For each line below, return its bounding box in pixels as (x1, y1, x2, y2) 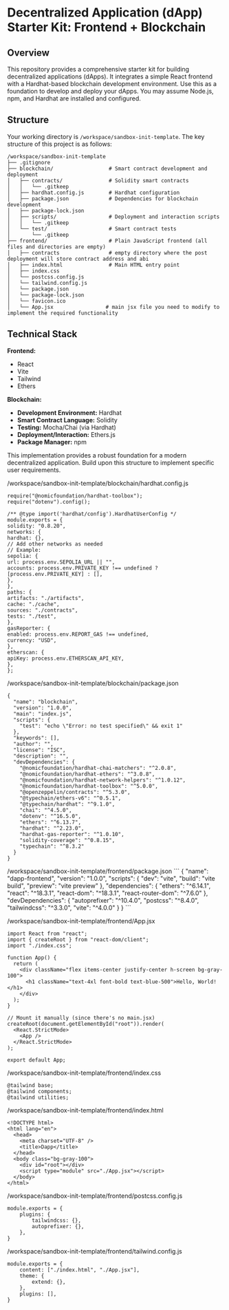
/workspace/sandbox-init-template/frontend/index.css (7, 1069, 162, 1077)
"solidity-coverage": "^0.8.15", (19, 837, 116, 844)
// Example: (7, 546, 41, 553)
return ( (13, 960, 39, 967)
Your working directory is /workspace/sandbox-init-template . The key (7, 132, 205, 140)
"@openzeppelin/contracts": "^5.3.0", (19, 788, 131, 795)
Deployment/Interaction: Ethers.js (17, 430, 116, 438)
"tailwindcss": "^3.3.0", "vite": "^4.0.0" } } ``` (7, 903, 132, 912)
